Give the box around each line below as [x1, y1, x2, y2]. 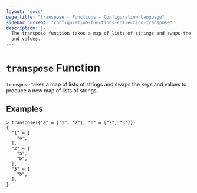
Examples [6, 104, 43, 114]
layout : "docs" [6, 8, 44, 15]
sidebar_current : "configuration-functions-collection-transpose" [6, 19, 173, 25]
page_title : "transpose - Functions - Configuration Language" [6, 14, 165, 20]
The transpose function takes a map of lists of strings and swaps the [11, 31, 192, 36]
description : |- [6, 25, 46, 31]
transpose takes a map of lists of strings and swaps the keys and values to [6, 81, 187, 88]
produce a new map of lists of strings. [6, 86, 98, 94]
